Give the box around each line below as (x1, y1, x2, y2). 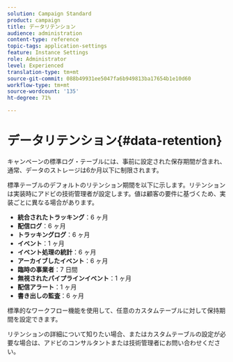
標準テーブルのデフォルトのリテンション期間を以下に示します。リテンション (7, 181, 226, 189)
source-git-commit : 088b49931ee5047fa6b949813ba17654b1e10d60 (7, 75, 191, 82)
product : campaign (7, 17, 61, 24)
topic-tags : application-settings (7, 43, 108, 50)
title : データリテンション (7, 23, 77, 30)
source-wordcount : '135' (7, 88, 79, 95)
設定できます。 (19, 315, 62, 323)
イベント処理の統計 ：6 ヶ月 (17, 248, 97, 256)
